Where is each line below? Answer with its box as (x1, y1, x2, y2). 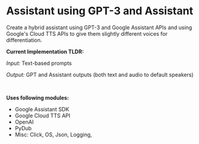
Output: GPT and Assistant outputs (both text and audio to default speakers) (6, 71, 194, 78)
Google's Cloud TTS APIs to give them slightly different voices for (6, 30, 168, 37)
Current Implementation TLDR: (6, 48, 84, 55)
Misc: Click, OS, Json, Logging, (14, 131, 93, 138)
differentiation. (6, 36, 42, 43)
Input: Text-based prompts (6, 60, 72, 67)
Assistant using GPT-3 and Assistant (6, 4, 194, 18)
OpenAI (14, 118, 34, 126)
